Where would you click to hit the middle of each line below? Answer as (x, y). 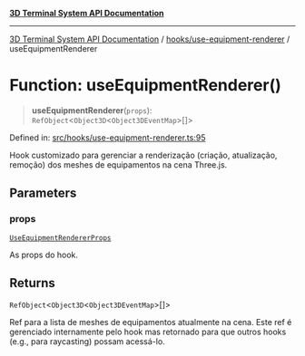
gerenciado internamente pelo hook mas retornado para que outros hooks (148, 332)
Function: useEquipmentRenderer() (145, 86)
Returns (33, 283)
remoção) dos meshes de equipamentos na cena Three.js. (118, 164)
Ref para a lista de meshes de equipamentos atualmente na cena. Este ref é (151, 322)
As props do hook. (44, 255)
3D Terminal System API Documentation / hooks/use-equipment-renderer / (150, 39)
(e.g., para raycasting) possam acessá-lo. (87, 342)
